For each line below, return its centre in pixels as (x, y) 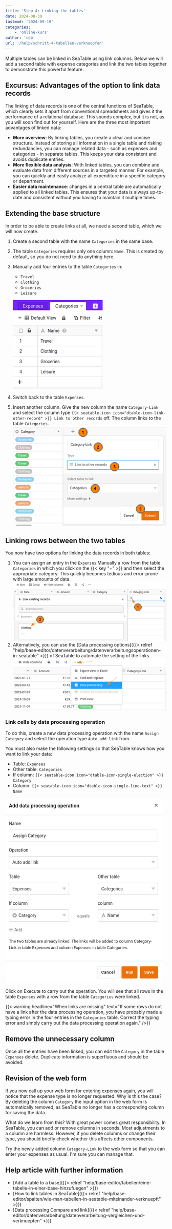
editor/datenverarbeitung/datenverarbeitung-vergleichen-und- (79, 1215)
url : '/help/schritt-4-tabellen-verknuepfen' (55, 44)
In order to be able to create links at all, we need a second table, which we (84, 226)
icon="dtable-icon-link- (139, 413)
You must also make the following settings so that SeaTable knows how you (85, 748)
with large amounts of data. (41, 579)
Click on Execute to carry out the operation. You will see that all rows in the (84, 991)
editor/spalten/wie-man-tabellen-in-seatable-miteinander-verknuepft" (87, 1199)
